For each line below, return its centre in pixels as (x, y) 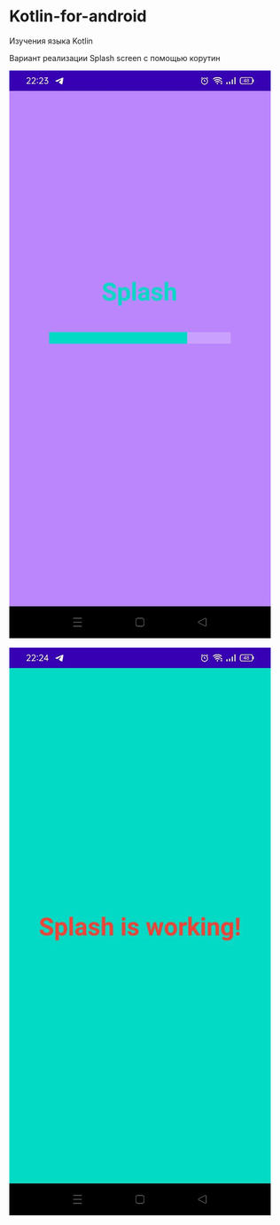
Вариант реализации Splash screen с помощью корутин (115, 58)
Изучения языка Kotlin (51, 41)
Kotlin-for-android (78, 16)
